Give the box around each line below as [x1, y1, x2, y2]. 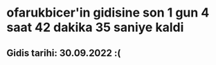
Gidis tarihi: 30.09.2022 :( [6, 47, 121, 59]
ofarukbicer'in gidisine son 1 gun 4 [6, 5, 210, 21]
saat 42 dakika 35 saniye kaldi [6, 19, 184, 35]
